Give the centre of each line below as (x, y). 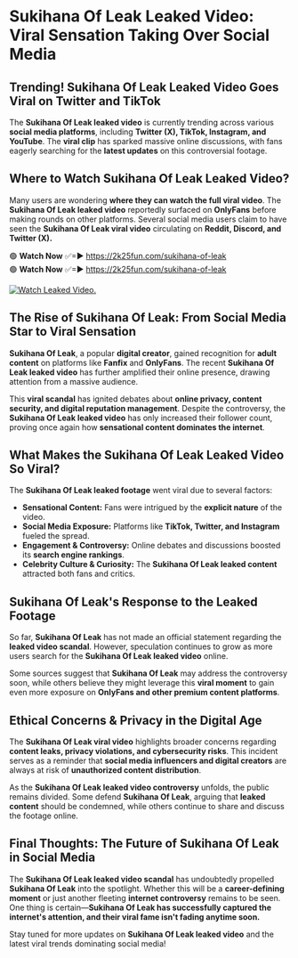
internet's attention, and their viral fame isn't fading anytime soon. (135, 917)
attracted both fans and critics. (79, 574)
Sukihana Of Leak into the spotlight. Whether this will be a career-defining (147, 889)
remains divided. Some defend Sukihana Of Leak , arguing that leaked (137, 797)
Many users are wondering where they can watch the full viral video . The (145, 200)
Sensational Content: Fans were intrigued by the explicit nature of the (152, 507)
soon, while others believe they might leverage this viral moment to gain (142, 683)
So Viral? (35, 469)
